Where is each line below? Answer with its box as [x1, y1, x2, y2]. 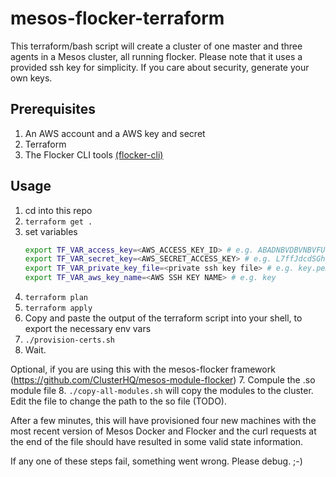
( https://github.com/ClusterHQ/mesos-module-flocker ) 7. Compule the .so [10, 374, 316, 386]
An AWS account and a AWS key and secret [24, 127, 206, 139]
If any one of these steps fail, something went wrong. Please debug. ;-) [10, 455, 303, 467]
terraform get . [24, 217, 93, 227]
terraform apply [24, 303, 93, 314]
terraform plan [24, 293, 89, 303]
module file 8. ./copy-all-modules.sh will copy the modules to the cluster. [10, 385, 314, 397]
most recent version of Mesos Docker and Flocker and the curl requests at [10, 425, 317, 437]
